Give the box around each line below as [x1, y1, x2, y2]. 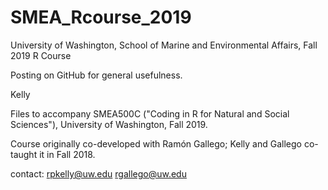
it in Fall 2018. [39, 148, 96, 160]
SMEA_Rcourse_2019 [10, 6, 192, 29]
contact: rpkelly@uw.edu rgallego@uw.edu [10, 167, 187, 180]
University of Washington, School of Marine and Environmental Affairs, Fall [10, 39, 318, 51]
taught [10, 148, 38, 160]
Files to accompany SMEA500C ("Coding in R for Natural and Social [10, 107, 290, 120]
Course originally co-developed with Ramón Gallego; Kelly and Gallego [10, 137, 302, 150]
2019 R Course [10, 49, 72, 61]
